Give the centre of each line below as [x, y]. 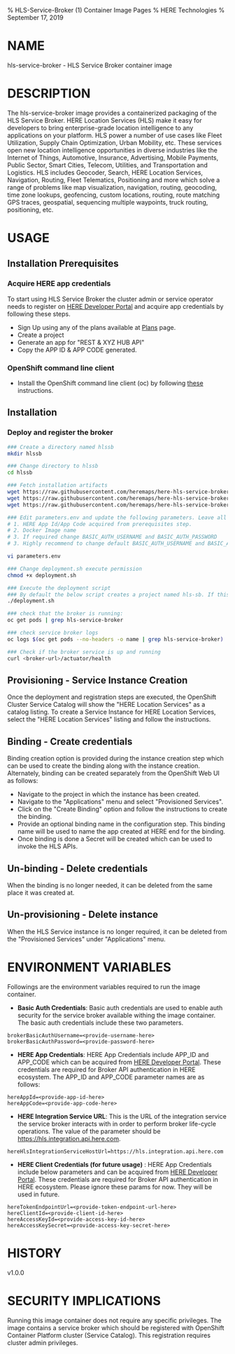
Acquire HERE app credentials [59, 284]
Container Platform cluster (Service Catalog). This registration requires [109, 1335]
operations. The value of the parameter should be [89, 1131]
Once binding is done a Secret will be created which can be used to [115, 839]
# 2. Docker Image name [42, 531]
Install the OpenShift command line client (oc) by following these [111, 383]
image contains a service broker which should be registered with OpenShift [116, 1327]
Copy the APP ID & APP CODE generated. [77, 350]
